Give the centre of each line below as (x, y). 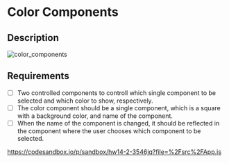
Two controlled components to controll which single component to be (117, 93)
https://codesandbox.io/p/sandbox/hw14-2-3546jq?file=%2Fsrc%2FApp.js (114, 152)
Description (33, 38)
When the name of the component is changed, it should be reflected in (118, 123)
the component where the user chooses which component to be (109, 131)
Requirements (38, 76)
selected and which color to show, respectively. (85, 101)
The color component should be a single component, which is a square (119, 108)
